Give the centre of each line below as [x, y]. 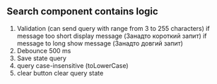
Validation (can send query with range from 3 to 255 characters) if [113, 28]
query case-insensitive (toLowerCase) [72, 65]
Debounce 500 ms [44, 50]
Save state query [41, 58]
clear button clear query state [60, 73]
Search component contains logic [82, 12]
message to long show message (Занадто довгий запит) [100, 43]
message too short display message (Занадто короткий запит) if [112, 36]
